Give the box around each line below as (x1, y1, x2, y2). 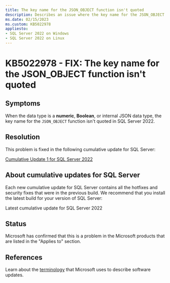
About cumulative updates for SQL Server (5, 171, 141, 180)
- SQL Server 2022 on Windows (5, 31, 70, 36)
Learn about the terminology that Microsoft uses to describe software (5, 267, 151, 273)
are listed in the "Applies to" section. (5, 238, 81, 244)
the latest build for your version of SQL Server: (5, 195, 103, 201)
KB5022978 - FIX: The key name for (5, 58, 160, 69)
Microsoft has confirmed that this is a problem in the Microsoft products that (5, 233, 165, 239)
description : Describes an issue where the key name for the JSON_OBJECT (5, 12, 165, 17)
